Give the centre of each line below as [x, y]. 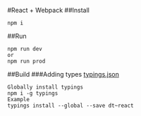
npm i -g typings [33, 94]
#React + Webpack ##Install [48, 10]
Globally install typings [45, 87]
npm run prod [26, 61]
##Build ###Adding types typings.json [63, 74]
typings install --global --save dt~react [70, 105]
